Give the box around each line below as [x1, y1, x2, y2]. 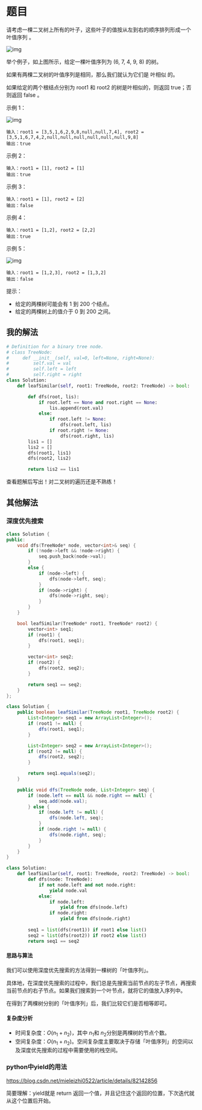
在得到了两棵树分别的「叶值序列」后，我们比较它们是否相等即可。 [6, 1000, 170, 1007]
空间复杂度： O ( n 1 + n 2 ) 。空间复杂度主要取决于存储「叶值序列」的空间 [14, 1038, 188, 1047]
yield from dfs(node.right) [60, 916, 131, 922]
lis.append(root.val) [49, 405, 104, 411]
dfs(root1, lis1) [28, 450, 71, 456]
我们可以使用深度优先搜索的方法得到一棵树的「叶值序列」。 [6, 966, 152, 974]
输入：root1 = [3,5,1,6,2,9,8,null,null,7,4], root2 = [6, 129, 144, 135]
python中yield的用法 [6, 1063, 68, 1071]
